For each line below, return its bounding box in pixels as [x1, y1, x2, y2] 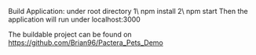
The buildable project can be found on [8, 30, 132, 39]
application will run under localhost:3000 [8, 15, 141, 24]
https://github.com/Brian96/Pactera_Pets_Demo [8, 38, 163, 47]
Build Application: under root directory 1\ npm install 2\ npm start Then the [8, 7, 249, 15]
